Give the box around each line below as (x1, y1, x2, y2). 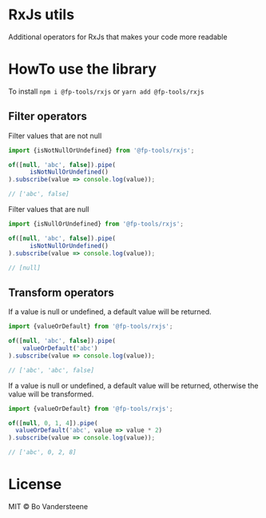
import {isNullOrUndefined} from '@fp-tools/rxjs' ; (8, 220, 184, 229)
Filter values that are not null (8, 130, 102, 141)
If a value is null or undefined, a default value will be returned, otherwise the (8, 381, 259, 390)
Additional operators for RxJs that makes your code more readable (8, 32, 228, 42)
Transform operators (8, 285, 114, 299)
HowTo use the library (8, 60, 157, 78)
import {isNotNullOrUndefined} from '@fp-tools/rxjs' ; (8, 146, 195, 154)
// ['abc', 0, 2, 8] (8, 448, 77, 456)
